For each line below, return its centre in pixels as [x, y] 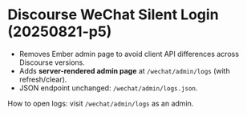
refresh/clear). [43, 79]
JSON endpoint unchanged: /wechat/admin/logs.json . [108, 88]
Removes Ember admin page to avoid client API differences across [129, 54]
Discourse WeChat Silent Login [113, 15]
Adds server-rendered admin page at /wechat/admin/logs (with [124, 70]
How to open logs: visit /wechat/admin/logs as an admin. [101, 103]
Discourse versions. [52, 62]
